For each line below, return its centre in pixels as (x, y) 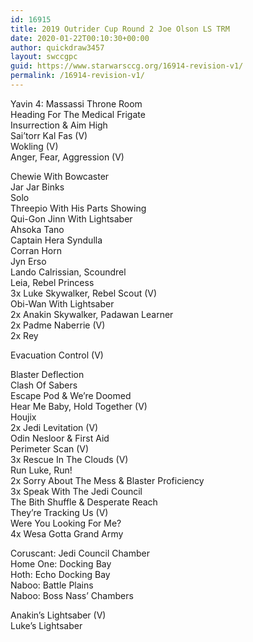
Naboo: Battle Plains (52, 585)
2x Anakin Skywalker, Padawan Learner (92, 314)
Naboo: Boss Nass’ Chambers (72, 595)
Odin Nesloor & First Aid (60, 438)
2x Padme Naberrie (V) (58, 325)
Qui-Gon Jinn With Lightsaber (71, 218)
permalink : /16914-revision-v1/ (77, 76)
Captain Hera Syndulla (56, 240)
